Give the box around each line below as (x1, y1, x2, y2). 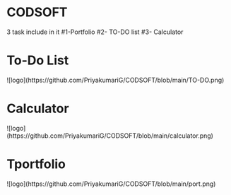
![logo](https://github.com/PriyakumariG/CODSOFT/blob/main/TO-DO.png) (6, 76, 225, 84)
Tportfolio (6, 156, 66, 172)
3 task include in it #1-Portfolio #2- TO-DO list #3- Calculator (6, 28, 184, 36)
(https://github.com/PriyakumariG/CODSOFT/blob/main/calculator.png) (6, 131, 213, 140)
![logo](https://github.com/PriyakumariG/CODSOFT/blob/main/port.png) (6, 179, 216, 188)
